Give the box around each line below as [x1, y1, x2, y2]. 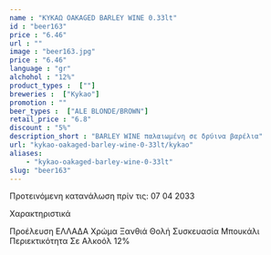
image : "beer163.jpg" [9, 47, 96, 56]
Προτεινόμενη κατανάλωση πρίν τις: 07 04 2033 [9, 190, 195, 201]
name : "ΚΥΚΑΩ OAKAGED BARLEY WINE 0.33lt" [9, 13, 178, 23]
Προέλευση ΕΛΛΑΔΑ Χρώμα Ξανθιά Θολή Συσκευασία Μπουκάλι [9, 226, 260, 237]
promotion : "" [9, 97, 68, 107]
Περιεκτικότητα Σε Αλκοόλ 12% [9, 236, 130, 247]
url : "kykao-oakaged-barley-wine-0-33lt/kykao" [9, 140, 194, 149]
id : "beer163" [9, 22, 68, 31]
